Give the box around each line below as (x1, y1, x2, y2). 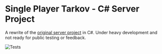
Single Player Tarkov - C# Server (5, 3, 140, 14)
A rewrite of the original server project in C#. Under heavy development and (5, 29, 158, 35)
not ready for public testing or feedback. (5, 35, 86, 40)
